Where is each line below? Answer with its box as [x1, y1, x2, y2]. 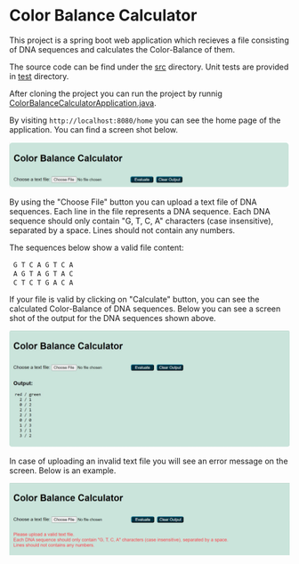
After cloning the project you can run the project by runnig [9, 88, 222, 99]
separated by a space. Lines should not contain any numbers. [9, 225, 236, 236]
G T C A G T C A [12, 261, 74, 270]
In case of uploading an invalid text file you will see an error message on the [9, 455, 288, 467]
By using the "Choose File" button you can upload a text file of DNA [9, 197, 257, 207]
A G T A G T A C [12, 270, 74, 278]
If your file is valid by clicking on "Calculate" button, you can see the [9, 294, 260, 305]
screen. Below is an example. [9, 465, 117, 476]
